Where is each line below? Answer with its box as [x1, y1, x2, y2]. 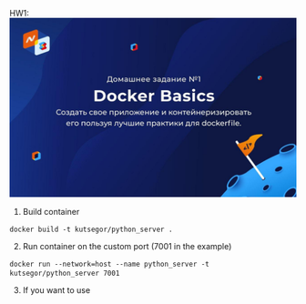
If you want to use [22, 285, 91, 295]
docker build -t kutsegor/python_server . [9, 225, 173, 234]
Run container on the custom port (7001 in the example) [22, 241, 232, 251]
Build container [22, 207, 80, 217]
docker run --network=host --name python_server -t [9, 259, 209, 269]
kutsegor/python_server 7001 [9, 269, 120, 278]
